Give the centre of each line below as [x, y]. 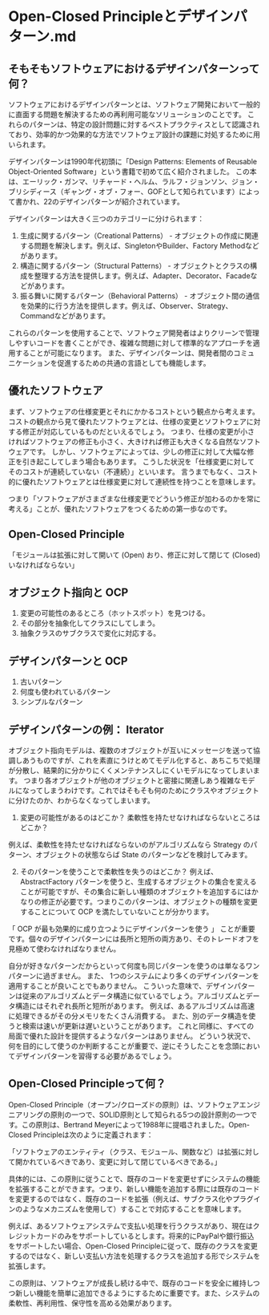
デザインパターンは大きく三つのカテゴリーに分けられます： [106, 218]
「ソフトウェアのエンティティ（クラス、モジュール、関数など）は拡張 [123, 1151]
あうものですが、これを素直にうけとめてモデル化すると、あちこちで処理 [141, 761]
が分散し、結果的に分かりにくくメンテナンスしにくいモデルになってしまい [131, 771]
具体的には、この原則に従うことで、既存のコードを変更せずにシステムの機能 [134, 1179]
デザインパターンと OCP [68, 661]
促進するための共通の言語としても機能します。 [134, 363]
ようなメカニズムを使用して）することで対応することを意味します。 [134, 1208]
